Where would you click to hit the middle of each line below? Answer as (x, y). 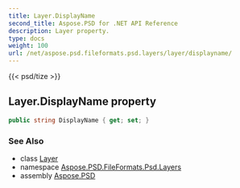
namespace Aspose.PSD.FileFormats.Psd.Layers (101, 167)
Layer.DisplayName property (83, 102)
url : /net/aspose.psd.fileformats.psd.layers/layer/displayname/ (120, 53)
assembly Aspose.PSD (58, 175)
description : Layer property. (59, 31)
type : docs (27, 38)
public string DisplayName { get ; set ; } (79, 120)
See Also (26, 140)
